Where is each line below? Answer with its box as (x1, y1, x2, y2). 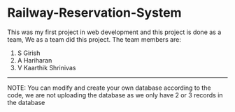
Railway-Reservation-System (7, 5, 182, 21)
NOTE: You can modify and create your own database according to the (7, 83, 211, 92)
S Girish (17, 49, 41, 57)
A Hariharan (17, 56, 52, 64)
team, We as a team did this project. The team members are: (7, 35, 182, 43)
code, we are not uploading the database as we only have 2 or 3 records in (7, 90, 223, 99)
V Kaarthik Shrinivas (17, 63, 76, 72)
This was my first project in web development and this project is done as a (7, 28, 222, 36)
